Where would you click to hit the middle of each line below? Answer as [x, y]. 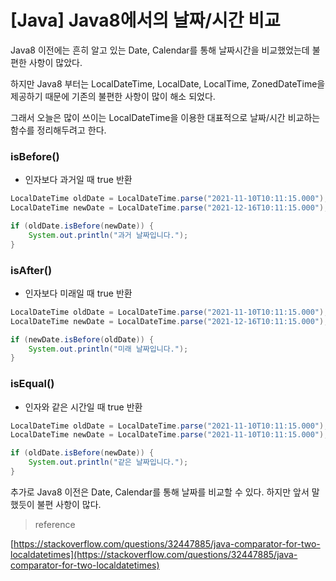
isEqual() [32, 384]
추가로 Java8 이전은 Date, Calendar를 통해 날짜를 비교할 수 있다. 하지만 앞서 [160, 492]
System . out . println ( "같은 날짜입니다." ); [108, 462]
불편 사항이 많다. [69, 504]
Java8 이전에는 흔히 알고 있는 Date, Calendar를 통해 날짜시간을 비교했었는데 [160, 50]
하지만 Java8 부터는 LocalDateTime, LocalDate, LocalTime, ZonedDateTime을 [168, 83]
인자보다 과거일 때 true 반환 [78, 180]
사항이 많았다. [55, 62]
